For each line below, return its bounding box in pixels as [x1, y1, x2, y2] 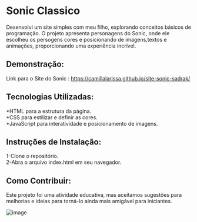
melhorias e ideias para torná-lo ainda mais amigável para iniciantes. [6, 198, 172, 205]
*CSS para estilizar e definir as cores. [6, 113, 98, 121]
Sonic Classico [6, 4, 81, 18]
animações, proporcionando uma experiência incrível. [6, 42, 136, 49]
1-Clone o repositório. [6, 153, 59, 160]
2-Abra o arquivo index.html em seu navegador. [6, 159, 122, 166]
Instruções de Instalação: [6, 137, 102, 147]
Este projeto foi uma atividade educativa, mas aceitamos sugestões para [6, 191, 182, 199]
